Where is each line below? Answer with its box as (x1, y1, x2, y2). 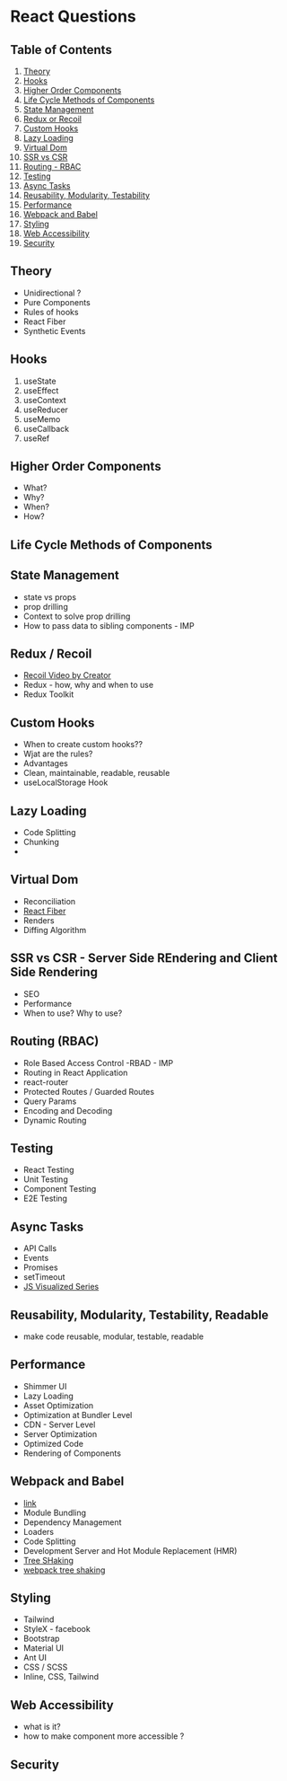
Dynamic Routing (22, 1115, 87, 1125)
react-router (22, 1076, 69, 1088)
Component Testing (22, 1184, 97, 1195)
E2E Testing (22, 1193, 68, 1204)
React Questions (10, 6, 137, 27)
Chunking (22, 837, 59, 848)
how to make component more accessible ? (22, 1731, 185, 1741)
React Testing (22, 1165, 74, 1176)
